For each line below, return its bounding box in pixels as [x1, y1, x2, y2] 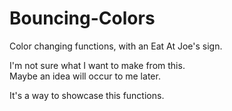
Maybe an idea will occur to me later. [9, 70, 161, 82]
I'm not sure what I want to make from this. [9, 59, 186, 71]
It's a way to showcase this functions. [9, 89, 165, 101]
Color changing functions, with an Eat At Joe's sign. [9, 40, 223, 52]
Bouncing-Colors [9, 7, 156, 30]
